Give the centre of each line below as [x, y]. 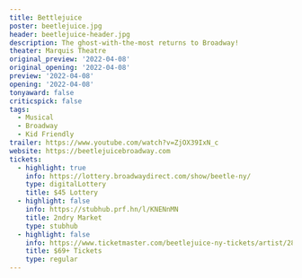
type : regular [52, 260]
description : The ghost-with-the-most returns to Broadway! [124, 43]
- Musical [36, 117]
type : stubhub [52, 226]
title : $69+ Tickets [64, 251]
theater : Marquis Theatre [58, 51]
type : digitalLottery [66, 185]
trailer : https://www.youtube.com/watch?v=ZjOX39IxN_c [114, 143]
